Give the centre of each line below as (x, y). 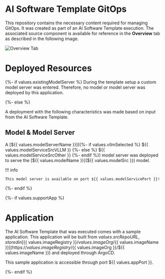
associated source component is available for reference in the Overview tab (83, 33)
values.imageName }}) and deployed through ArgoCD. (60, 252)
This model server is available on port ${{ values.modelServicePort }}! (83, 179)
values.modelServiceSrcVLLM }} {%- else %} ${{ (55, 150)
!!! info (12, 170)
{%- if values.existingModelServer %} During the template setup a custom (81, 82)
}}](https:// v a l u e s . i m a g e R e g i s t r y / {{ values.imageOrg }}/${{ (65, 247)
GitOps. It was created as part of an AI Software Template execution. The (80, 28)
